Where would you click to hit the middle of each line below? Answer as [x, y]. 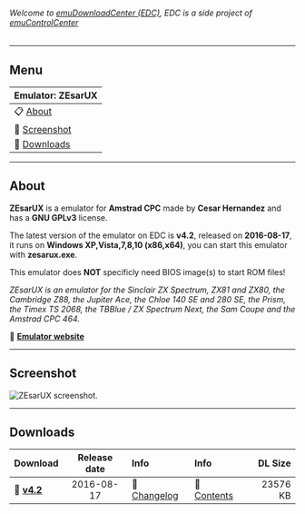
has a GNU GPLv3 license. [59, 217]
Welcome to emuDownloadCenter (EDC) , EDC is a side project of [131, 13]
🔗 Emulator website [47, 336]
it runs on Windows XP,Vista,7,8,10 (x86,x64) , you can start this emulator [148, 244]
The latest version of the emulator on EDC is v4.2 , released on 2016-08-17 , [151, 235]
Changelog [155, 496]
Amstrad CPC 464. [44, 319]
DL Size [274, 463]
